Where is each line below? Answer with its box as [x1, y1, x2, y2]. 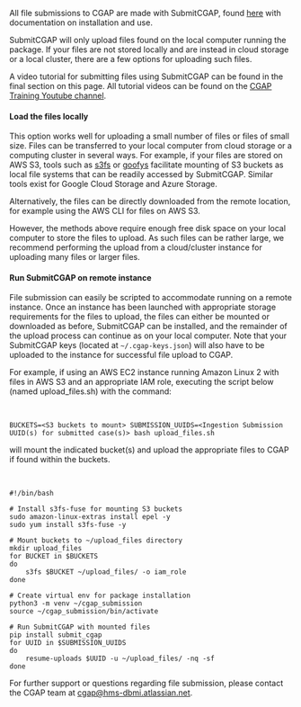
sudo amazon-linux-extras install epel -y [9, 513, 171, 522]
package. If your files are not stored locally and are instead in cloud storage [9, 44, 289, 55]
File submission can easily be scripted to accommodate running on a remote [9, 292, 292, 303]
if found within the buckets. [9, 454, 111, 465]
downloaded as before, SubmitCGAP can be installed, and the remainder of [9, 321, 288, 332]
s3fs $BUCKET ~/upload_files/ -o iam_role [25, 568, 187, 577]
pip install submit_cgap [9, 631, 102, 640]
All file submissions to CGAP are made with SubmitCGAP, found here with [9, 8, 281, 18]
